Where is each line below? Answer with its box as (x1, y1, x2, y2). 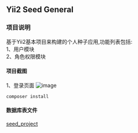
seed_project (6, 121, 38, 128)
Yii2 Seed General (6, 5, 74, 15)
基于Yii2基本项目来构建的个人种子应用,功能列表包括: (6, 38, 133, 45)
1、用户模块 (6, 46, 34, 53)
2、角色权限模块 (6, 53, 46, 60)
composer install (6, 93, 49, 99)
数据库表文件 (6, 106, 37, 114)
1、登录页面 (6, 82, 34, 89)
